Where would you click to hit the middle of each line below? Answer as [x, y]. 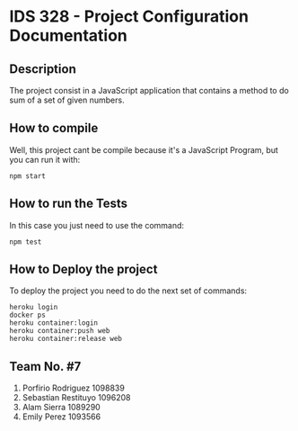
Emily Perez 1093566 [61, 417]
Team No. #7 [45, 366]
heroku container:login [54, 323]
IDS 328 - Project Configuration [129, 17]
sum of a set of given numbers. [67, 100]
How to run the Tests [69, 204]
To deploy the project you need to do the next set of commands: [128, 291]
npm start [28, 176]
